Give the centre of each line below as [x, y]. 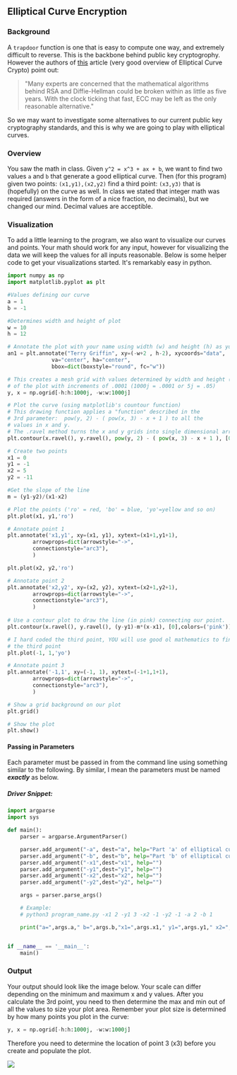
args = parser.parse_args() [61, 895]
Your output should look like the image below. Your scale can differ [104, 986]
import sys [23, 817]
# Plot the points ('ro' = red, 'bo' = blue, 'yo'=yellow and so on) [112, 509]
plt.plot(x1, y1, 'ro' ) [41, 516]
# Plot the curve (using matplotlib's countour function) [94, 405]
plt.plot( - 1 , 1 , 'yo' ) [39, 653]
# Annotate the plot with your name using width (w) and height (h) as [115, 347]
